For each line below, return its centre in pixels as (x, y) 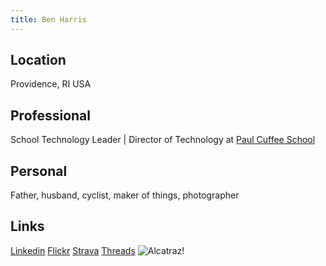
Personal (39, 171)
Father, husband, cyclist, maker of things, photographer (125, 195)
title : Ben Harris (48, 19)
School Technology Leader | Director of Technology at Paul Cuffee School (163, 140)
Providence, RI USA (51, 84)
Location (38, 60)
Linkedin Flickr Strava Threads (73, 250)
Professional (50, 115)
